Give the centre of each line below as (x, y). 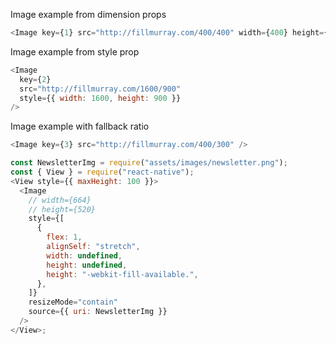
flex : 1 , (64, 237)
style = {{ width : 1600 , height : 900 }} (100, 98)
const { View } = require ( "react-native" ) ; (102, 172)
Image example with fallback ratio (80, 126)
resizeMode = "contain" (73, 302)
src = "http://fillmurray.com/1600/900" (100, 89)
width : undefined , (84, 255)
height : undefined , (87, 265)
